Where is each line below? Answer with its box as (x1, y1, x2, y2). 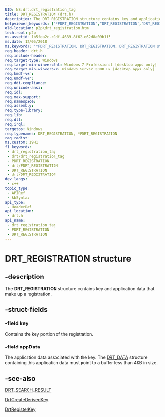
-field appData (5, 344, 41, 350)
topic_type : (5, 186, 29, 191)
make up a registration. (5, 291, 52, 297)
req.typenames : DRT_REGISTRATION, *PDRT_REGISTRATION (5, 131, 118, 136)
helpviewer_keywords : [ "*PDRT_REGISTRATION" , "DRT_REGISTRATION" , (5, 21, 141, 26)
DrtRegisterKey (5, 406, 36, 412)
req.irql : (5, 122, 26, 127)
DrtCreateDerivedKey (5, 397, 49, 403)
